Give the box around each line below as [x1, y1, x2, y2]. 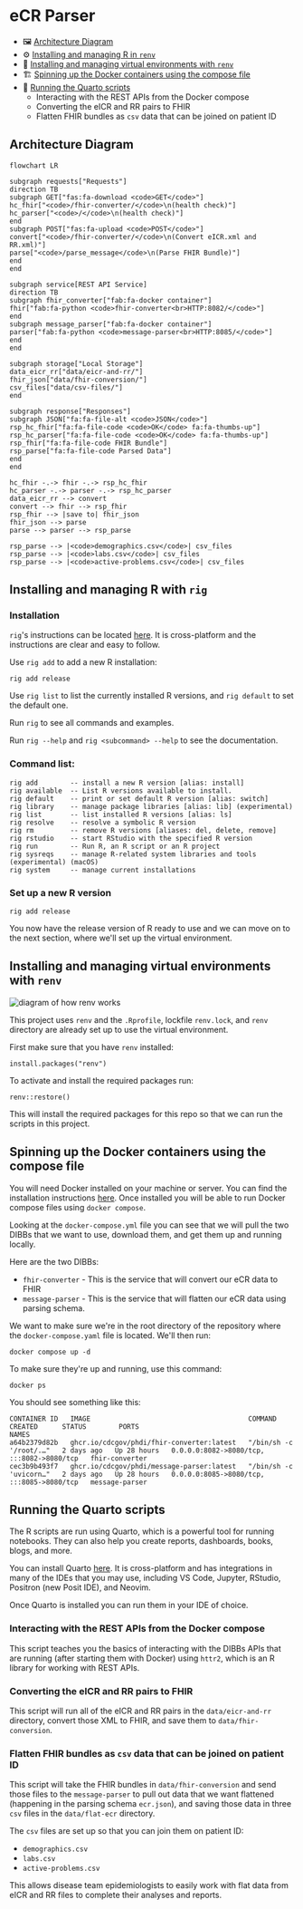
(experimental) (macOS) [9, 857, 99, 866]
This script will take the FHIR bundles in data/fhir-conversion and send [9, 1779, 277, 1790]
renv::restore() [9, 1093, 71, 1102]
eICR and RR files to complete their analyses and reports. [9, 1890, 223, 1901]
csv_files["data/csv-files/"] [9, 382, 124, 392]
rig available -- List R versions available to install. [9, 786, 232, 795]
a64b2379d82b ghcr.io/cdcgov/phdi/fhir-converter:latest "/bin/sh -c [9, 1438, 294, 1447]
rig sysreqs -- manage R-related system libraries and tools [9, 849, 257, 859]
